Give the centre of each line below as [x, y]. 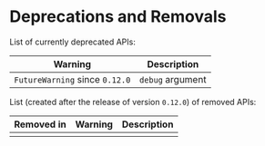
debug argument [173, 79]
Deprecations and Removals [118, 17]
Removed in [40, 124]
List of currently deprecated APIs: [73, 42]
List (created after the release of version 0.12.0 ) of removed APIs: [133, 102]
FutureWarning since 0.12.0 [72, 79]
